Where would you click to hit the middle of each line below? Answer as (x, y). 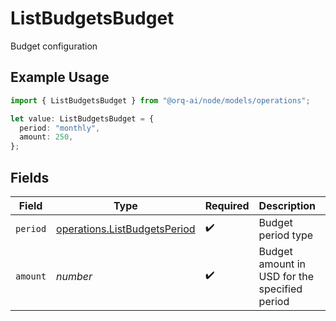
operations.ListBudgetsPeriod (126, 229)
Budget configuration (54, 46)
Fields (30, 177)
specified (280, 289)
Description (287, 205)
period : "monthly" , (60, 128)
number (74, 276)
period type (286, 235)
